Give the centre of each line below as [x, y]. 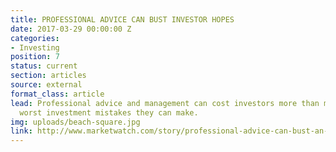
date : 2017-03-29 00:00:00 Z [71, 29]
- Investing [35, 47]
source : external [46, 85]
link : [21, 131]
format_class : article [57, 94]
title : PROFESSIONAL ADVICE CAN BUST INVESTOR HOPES [122, 19]
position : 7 [35, 57]
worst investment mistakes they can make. [109, 112]
